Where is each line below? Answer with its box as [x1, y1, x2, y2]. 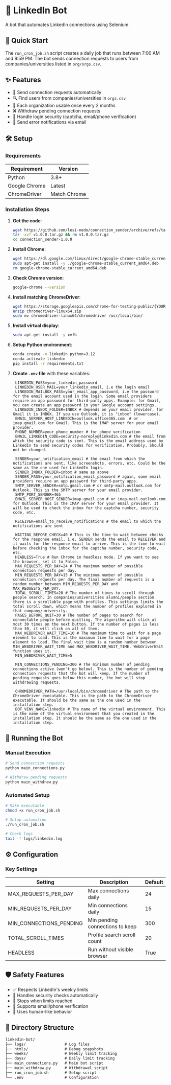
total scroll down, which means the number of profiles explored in [12, 604, 161, 609]
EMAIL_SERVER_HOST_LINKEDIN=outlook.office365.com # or [15, 416, 138, 421]
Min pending [88, 917, 118, 924]
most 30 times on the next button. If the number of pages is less [12, 621, 159, 627]
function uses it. [12, 649, 52, 654]
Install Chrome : [12, 246, 46, 252]
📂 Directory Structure [5, 1023, 75, 1032]
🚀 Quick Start [5, 36, 48, 45]
